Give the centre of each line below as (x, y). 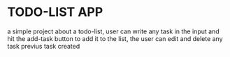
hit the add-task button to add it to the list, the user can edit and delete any (115, 38)
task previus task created (44, 46)
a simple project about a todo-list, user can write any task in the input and (113, 31)
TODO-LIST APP (55, 12)
